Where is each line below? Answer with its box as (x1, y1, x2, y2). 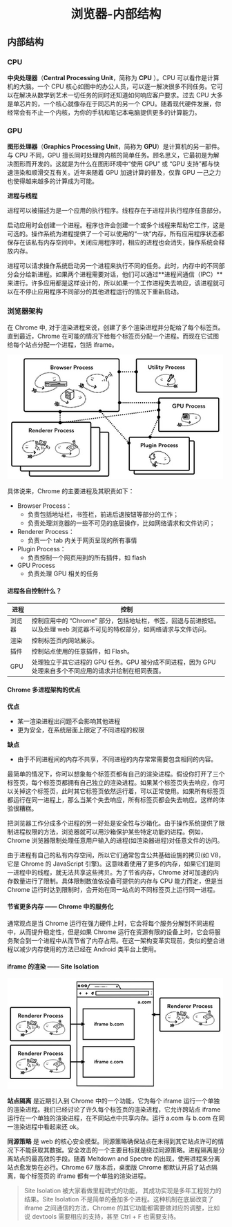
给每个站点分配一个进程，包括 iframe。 (7, 341, 119, 349)
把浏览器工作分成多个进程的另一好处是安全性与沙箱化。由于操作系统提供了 (7, 819, 219, 827)
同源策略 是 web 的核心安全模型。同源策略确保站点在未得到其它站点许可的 (7, 1137, 218, 1145)
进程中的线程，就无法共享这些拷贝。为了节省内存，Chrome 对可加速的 (12, 868, 213, 876)
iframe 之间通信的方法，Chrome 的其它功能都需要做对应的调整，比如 (23, 1204, 220, 1212)
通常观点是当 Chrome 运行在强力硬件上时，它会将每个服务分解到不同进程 (7, 920, 215, 928)
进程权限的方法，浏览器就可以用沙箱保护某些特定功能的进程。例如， (12, 827, 207, 836)
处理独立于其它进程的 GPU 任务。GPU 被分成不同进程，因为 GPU (31, 658, 216, 667)
